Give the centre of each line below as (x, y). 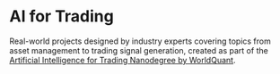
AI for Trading (61, 16)
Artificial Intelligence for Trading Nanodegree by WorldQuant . (122, 60)
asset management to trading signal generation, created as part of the (139, 50)
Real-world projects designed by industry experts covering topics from (140, 41)
